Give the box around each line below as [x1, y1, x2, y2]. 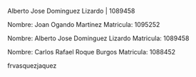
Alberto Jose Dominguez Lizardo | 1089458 [7, 7, 135, 15]
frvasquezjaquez [7, 61, 57, 70]
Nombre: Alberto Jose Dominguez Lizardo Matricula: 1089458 [7, 34, 190, 42]
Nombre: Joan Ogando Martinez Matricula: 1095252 [7, 20, 160, 28]
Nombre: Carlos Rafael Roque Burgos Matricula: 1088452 [7, 48, 176, 56]
